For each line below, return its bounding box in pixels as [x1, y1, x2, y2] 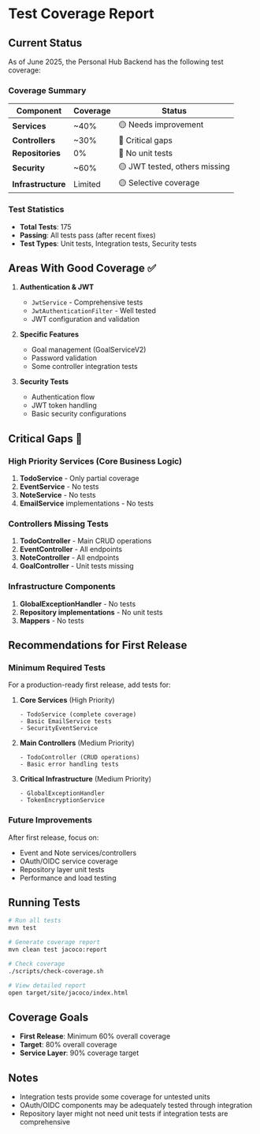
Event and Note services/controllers [19, 848, 137, 857]
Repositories [12, 147, 61, 159]
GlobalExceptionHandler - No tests [19, 599, 136, 608]
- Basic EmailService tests [19, 718, 112, 726]
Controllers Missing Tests [8, 518, 109, 529]
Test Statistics [8, 204, 65, 215]
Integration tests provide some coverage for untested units [19, 1092, 210, 1102]
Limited [73, 178, 101, 189]
